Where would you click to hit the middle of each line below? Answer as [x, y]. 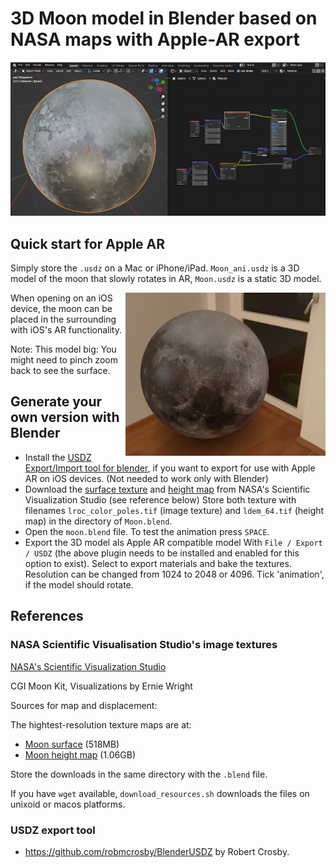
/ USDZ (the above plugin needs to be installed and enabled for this [162, 553]
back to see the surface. [60, 371]
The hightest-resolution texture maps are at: [101, 724]
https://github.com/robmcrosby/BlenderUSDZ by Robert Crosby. [157, 851]
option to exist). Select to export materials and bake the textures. [158, 563]
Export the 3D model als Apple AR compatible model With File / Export [173, 542]
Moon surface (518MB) [72, 744]
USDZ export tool [53, 830]
